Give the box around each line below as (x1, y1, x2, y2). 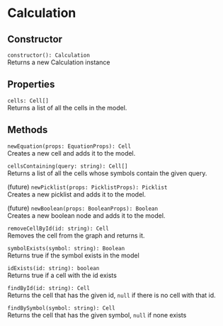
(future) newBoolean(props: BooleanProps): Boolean (7, 204, 158, 212)
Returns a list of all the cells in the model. (7, 103, 127, 112)
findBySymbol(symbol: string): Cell (7, 304, 115, 312)
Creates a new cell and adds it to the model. (7, 149, 136, 157)
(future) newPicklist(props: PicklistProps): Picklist (7, 182, 168, 191)
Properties (7, 78, 55, 91)
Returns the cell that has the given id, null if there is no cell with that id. (7, 291, 216, 299)
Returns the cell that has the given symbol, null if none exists (7, 310, 187, 319)
